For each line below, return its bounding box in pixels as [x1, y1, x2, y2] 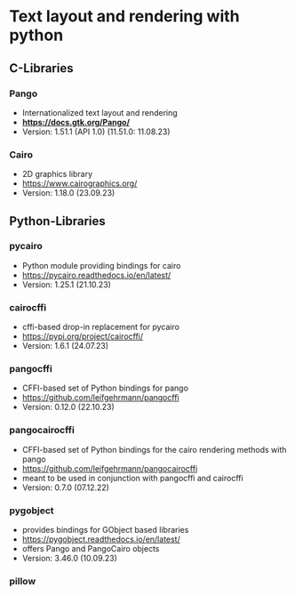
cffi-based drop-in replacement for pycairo [21, 322, 180, 333]
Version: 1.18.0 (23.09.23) [21, 188, 116, 198]
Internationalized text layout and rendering [21, 107, 178, 117]
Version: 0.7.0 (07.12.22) [21, 482, 109, 493]
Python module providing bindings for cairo [21, 260, 181, 270]
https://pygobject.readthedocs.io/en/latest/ [21, 534, 180, 544]
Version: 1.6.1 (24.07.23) [21, 341, 109, 351]
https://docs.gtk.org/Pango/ [21, 117, 131, 127]
